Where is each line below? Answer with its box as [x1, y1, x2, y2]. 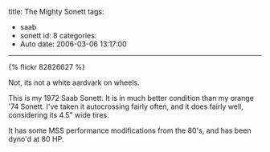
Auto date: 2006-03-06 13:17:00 [19, 39, 127, 49]
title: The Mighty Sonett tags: [8, 7, 104, 16]
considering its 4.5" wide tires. [8, 110, 110, 119]
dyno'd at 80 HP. [8, 134, 64, 143]
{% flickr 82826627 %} [8, 62, 86, 71]
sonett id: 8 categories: [19, 31, 97, 40]
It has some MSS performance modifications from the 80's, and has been [8, 126, 252, 135]
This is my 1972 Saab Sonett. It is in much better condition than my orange [8, 94, 255, 102]
